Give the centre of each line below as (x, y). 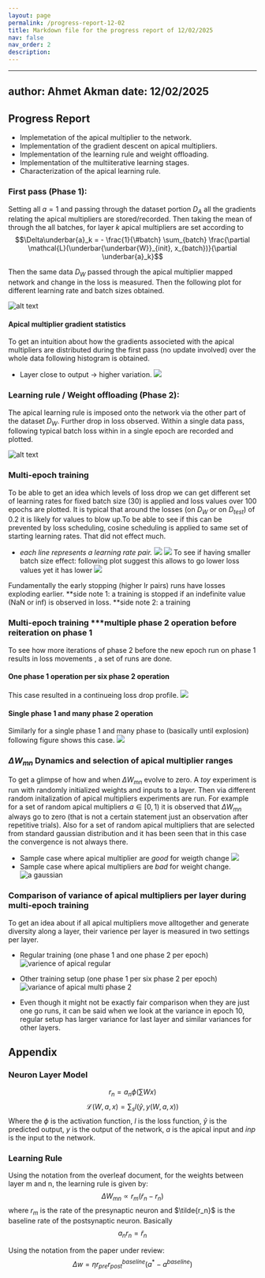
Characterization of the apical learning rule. (90, 172)
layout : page (30, 15)
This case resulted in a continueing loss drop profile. (93, 695)
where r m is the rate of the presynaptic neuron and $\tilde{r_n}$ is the (121, 1212)
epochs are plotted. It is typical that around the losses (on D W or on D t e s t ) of (132, 510)
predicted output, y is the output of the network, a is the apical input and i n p (132, 1129)
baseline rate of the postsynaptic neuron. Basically (90, 1220)
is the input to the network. (52, 1137)
